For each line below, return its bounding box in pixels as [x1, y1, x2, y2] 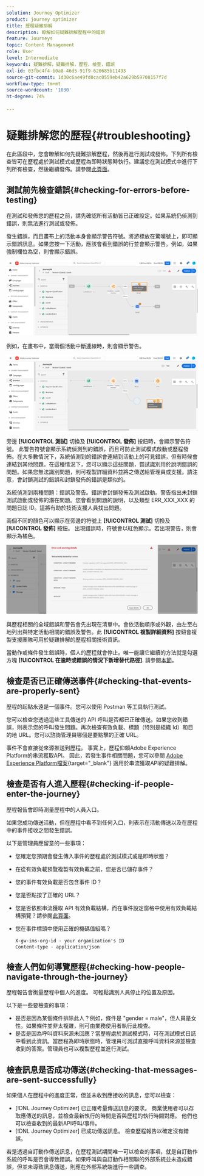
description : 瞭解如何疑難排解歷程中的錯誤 [6, 29, 105, 35]
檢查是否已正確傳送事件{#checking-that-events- [6, 676, 192, 686]
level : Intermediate [6, 55, 59, 61]
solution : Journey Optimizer [6, 10, 80, 16]
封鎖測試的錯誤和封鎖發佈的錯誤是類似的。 [22, 476, 129, 483]
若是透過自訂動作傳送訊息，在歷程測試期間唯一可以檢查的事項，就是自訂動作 [6, 1148, 198, 1155]
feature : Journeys [6, 35, 53, 42]
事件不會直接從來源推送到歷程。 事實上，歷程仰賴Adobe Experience [6, 744, 177, 751]
